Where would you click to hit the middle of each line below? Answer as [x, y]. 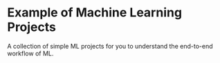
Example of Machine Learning [94, 13]
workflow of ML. [30, 53]
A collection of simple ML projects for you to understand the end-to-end [110, 46]
